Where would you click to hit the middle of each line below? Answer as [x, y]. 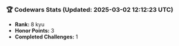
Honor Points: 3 [34, 31]
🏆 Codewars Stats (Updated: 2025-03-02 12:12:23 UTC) [90, 9]
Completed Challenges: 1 [46, 37]
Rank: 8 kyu [29, 24]
